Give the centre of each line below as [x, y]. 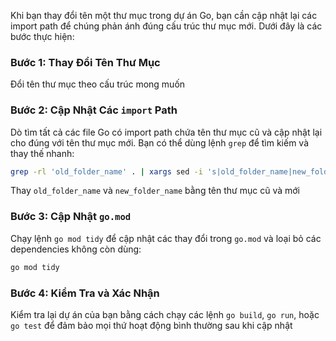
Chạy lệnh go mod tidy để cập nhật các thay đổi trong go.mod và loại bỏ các [166, 238]
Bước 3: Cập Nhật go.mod [71, 217]
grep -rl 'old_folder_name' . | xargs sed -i [106, 171]
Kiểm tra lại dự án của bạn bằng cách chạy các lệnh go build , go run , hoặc [165, 314]
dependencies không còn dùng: [76, 249]
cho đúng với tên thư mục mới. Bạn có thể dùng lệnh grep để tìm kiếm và [160, 142]
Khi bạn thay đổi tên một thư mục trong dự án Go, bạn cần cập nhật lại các [164, 15]
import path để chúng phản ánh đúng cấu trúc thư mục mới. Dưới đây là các [166, 26]
